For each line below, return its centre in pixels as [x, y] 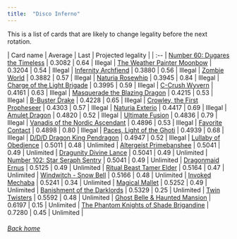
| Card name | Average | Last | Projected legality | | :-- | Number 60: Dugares [119, 55]
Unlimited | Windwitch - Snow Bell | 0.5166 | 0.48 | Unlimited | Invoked [109, 175]
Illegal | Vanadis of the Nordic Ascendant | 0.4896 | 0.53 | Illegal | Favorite [115, 122]
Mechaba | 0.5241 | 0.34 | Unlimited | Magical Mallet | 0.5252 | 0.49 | [107, 182]
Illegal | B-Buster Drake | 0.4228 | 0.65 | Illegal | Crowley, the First [103, 100]
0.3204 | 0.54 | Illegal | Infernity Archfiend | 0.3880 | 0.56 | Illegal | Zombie [116, 70]
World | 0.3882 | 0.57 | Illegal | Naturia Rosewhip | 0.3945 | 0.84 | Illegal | [114, 78]
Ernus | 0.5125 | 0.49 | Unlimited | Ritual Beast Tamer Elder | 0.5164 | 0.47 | [116, 167]
